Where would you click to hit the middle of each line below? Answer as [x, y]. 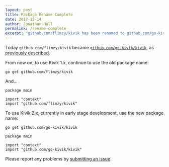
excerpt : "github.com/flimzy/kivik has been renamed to [65, 33]
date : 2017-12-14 [23, 19]
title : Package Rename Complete [39, 15]
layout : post [19, 10]
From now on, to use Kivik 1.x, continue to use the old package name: [77, 63]
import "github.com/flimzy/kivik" [41, 104]
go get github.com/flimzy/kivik [39, 72]
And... [11, 81]
